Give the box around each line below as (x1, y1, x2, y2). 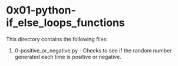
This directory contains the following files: (6, 35, 108, 42)
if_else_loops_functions (6, 16, 125, 29)
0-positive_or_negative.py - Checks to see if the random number (14, 47, 172, 54)
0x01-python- (6, 4, 77, 17)
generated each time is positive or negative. (14, 53, 122, 60)
